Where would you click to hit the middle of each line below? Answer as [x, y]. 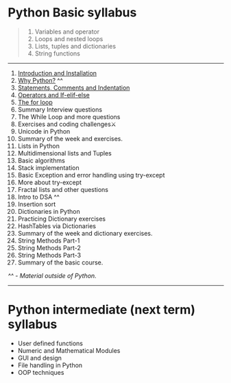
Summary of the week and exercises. [70, 138]
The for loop [35, 102]
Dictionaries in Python [49, 211]
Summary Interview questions [60, 109]
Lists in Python [39, 146]
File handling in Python [50, 365]
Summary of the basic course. [60, 262]
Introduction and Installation [57, 73]
